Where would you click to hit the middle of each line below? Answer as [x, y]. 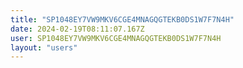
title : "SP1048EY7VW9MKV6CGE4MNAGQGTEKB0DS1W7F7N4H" [122, 19]
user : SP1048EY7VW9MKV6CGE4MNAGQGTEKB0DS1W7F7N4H [116, 38]
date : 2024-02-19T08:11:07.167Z [77, 29]
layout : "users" [44, 47]
